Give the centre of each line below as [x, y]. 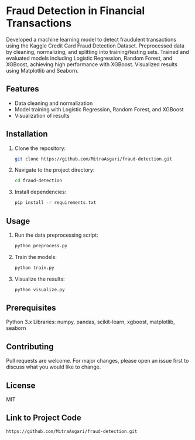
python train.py [34, 268]
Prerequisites [31, 308]
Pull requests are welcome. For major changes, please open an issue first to [97, 361]
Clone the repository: [40, 148]
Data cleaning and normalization [54, 103]
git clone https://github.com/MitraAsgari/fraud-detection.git [93, 159]
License [21, 385]
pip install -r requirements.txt [55, 203]
